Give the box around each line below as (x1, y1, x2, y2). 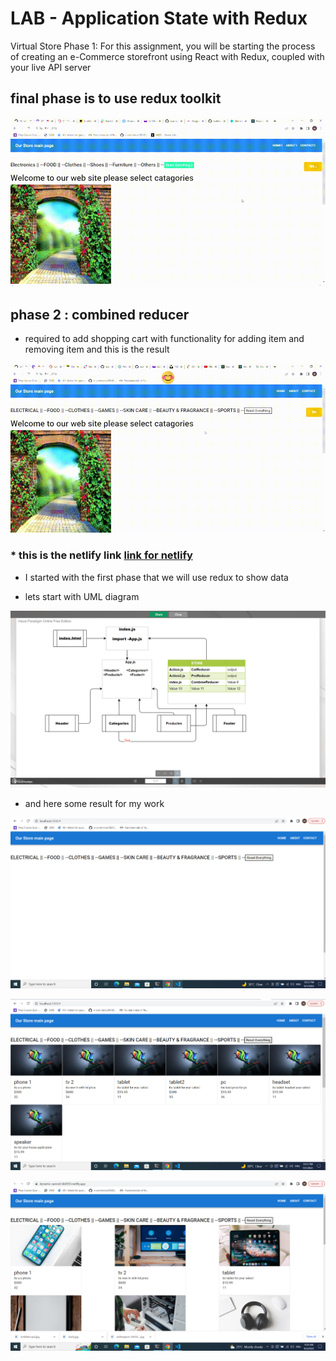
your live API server (10, 61, 92, 73)
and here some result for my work (24, 798, 165, 810)
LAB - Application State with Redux (10, 7, 308, 30)
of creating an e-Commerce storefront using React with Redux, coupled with (10, 50, 325, 62)
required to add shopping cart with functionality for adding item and (24, 333, 305, 345)
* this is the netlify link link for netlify (10, 548, 193, 562)
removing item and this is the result (24, 343, 170, 356)
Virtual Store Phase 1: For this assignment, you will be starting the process (10, 40, 316, 52)
